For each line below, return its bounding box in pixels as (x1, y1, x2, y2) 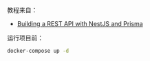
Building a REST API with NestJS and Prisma (17, 20, 143, 27)
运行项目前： (7, 34, 43, 42)
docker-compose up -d (7, 47, 69, 54)
